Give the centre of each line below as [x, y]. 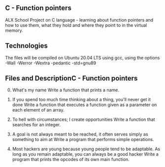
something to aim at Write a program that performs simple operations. [83, 139]
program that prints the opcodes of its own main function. [71, 160]
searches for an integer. [36, 125]
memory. [14, 30]
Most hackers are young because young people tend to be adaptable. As [86, 149]
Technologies [27, 46]
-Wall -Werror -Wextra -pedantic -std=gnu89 [51, 63]
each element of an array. [38, 110]
